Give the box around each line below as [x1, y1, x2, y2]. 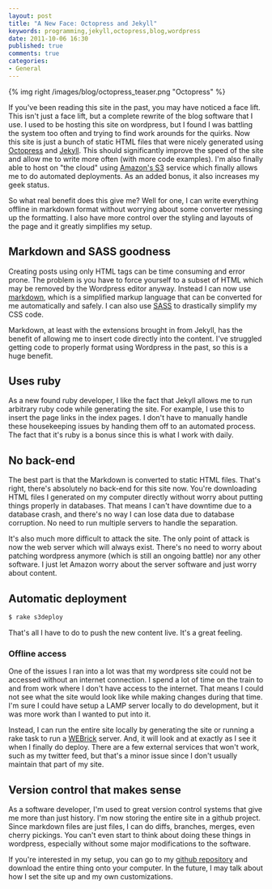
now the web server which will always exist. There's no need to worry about [8, 542, 262, 552]
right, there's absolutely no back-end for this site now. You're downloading [8, 483, 257, 494]
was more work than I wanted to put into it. [8, 709, 151, 719]
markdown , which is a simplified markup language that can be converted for [8, 292, 263, 302]
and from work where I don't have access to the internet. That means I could [8, 683, 264, 693]
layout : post [8, 11, 53, 20]
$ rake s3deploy [8, 613, 63, 621]
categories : [8, 57, 49, 66]
